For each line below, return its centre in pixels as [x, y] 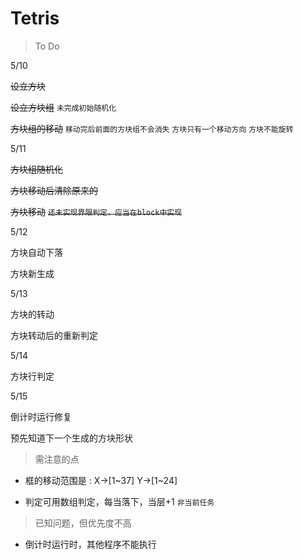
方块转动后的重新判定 [54, 335]
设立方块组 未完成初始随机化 [63, 107]
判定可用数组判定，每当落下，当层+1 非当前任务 [119, 501]
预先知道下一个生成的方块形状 [71, 438]
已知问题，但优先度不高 [83, 523]
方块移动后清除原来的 [54, 190]
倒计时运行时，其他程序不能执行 [90, 544]
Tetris [35, 18]
